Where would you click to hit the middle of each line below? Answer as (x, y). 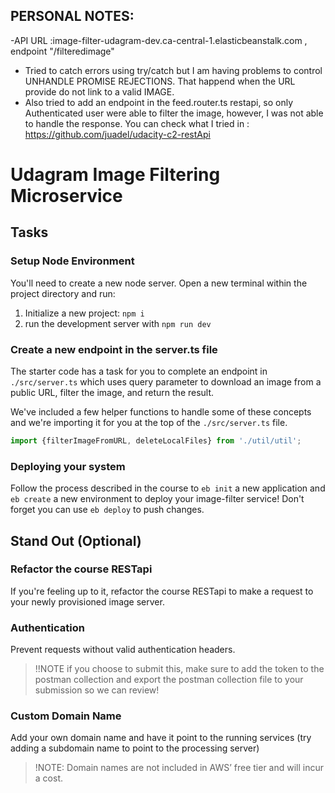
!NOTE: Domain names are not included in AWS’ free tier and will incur (179, 768)
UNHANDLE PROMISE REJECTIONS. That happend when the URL (160, 81)
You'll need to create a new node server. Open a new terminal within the (159, 283)
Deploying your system (68, 466)
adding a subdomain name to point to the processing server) (135, 748)
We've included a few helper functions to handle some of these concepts (161, 411)
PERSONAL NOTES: (72, 16)
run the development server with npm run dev (118, 323)
